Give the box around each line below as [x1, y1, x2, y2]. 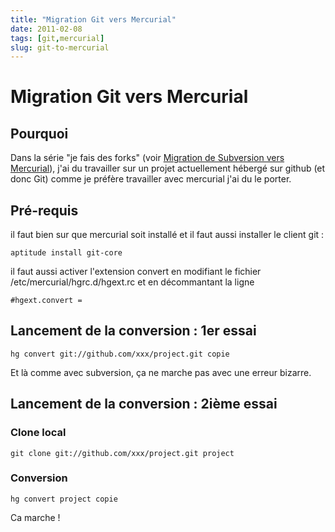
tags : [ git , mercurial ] [10, 33, 105, 43]
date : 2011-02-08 [10, 24, 83, 34]
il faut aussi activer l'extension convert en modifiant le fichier [10, 266, 262, 278]
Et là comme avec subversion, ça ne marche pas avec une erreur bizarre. [10, 366, 312, 378]
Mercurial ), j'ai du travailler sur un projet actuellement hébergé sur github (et [10, 162, 326, 175]
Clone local [10, 426, 67, 440]
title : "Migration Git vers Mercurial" [10, 14, 177, 25]
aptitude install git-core [10, 248, 123, 258]
